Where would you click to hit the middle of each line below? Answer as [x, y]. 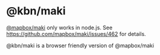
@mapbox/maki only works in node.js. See [59, 27]
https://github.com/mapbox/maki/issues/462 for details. [76, 33]
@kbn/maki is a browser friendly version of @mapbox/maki [80, 45]
